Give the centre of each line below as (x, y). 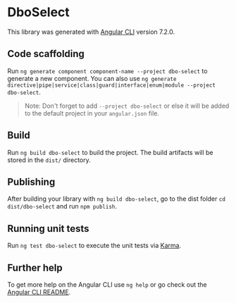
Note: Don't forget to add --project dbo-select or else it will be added (127, 106)
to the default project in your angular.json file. (92, 113)
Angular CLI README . (39, 292)
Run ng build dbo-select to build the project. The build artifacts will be (110, 152)
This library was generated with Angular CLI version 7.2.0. (91, 32)
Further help (35, 267)
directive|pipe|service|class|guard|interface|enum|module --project (112, 85)
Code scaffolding (46, 54)
